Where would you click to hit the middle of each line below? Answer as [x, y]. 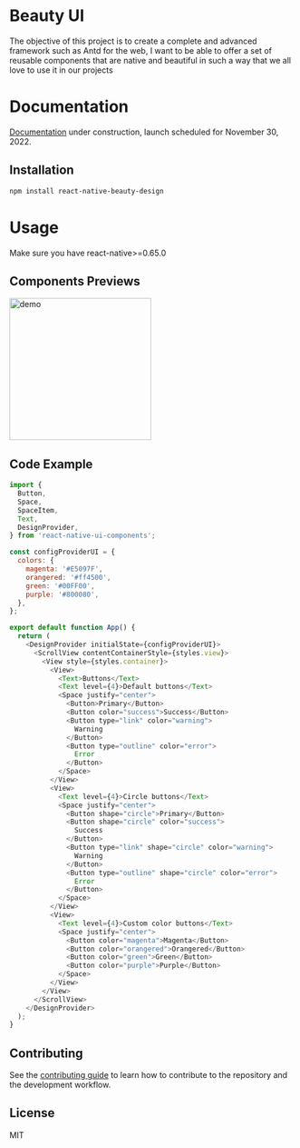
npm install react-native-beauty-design [87, 191]
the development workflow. [60, 1085]
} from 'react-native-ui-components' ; [82, 536]
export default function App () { [73, 628]
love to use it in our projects [61, 70]
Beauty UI [47, 16]
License [32, 1113]
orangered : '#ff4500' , [68, 577]
